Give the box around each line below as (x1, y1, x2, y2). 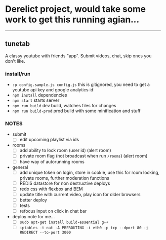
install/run (5, 70, 31, 77)
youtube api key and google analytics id (12, 87, 94, 93)
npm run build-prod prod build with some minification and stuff (12, 108, 141, 114)
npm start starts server (12, 97, 60, 103)
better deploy (19, 197, 47, 203)
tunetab (5, 40, 30, 48)
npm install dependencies (12, 92, 68, 98)
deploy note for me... (12, 214, 55, 220)
